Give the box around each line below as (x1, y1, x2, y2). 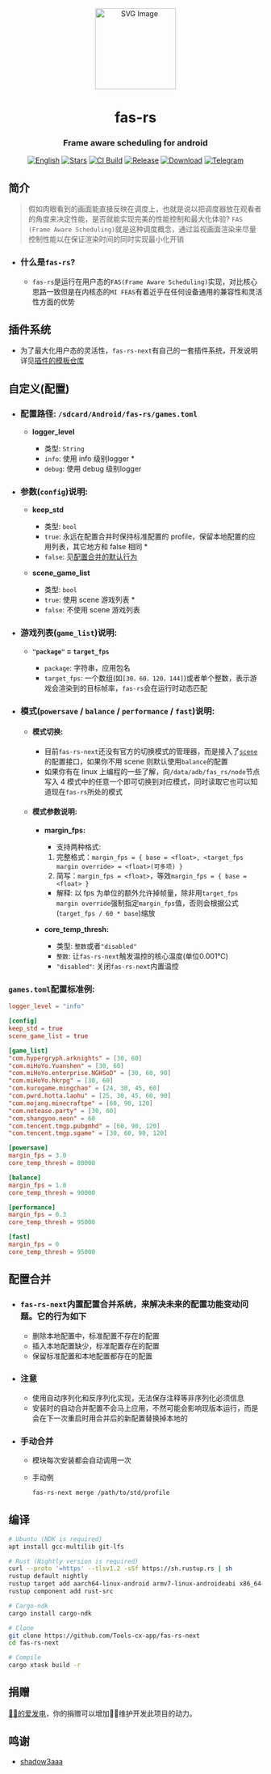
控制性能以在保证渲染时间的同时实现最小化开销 (27, 235, 184, 244)
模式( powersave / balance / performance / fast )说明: (19, 705, 215, 717)
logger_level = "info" (8, 1002, 85, 1010)
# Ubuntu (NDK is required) (8, 1535, 103, 1543)
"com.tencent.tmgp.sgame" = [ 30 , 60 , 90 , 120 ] (8, 1129, 168, 1137)
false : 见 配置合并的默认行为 (44, 552, 138, 561)
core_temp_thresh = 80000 (8, 1159, 95, 1167)
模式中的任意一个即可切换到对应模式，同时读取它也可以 (67, 777, 252, 786)
